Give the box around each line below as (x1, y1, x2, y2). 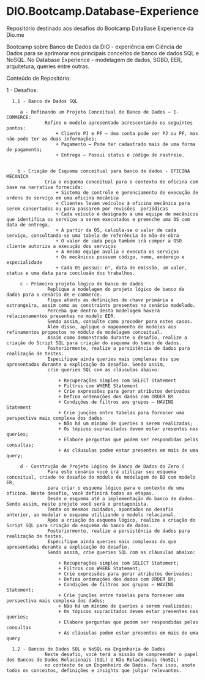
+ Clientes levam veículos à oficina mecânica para (55, 200, 190, 206)
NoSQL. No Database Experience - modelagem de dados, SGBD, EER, (6, 56, 182, 63)
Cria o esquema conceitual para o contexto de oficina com (45, 179, 199, 185)
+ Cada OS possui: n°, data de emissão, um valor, (55, 265, 188, 271)
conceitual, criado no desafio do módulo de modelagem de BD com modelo (6, 474, 196, 480)
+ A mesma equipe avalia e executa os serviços (55, 249, 179, 255)
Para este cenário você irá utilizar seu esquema (47, 468, 176, 475)
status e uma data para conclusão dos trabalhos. (6, 270, 136, 276)
